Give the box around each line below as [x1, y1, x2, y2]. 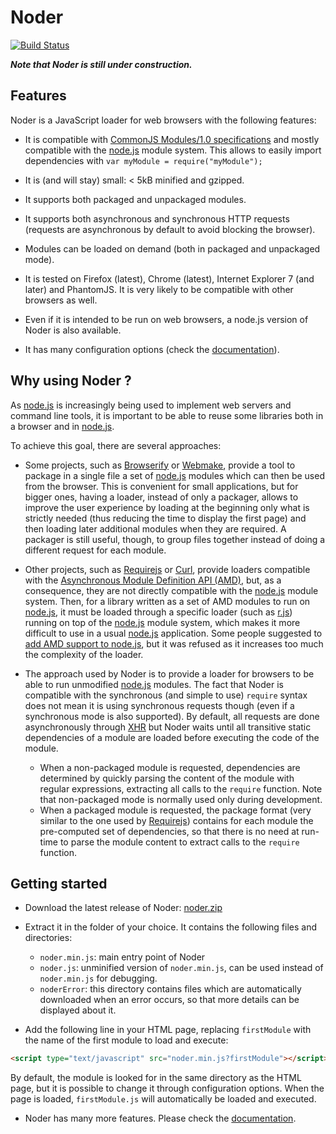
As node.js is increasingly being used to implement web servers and [10, 399, 292, 411]
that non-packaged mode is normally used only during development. [39, 793, 323, 805]
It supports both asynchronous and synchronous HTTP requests [24, 212, 290, 225]
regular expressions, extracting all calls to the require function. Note [39, 782, 323, 795]
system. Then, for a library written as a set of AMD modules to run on [24, 595, 311, 607]
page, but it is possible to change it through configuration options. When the [10, 1082, 325, 1095]
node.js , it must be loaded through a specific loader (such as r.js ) [24, 606, 293, 618]
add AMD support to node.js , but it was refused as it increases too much [24, 637, 324, 650]
